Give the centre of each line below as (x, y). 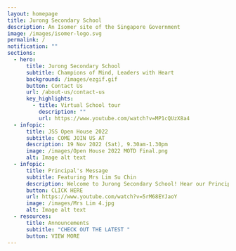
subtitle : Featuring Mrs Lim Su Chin (81, 177)
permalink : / (26, 40)
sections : (22, 53)
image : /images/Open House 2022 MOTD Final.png (97, 151)
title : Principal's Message (67, 170)
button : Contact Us (54, 86)
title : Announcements (58, 223)
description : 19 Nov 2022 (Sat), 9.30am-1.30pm (97, 145)
